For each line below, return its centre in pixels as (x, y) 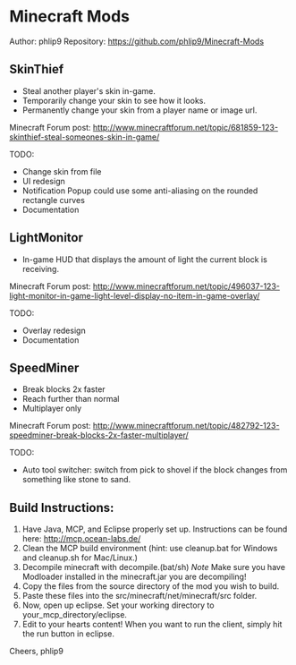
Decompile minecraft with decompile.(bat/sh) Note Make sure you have (154, 567)
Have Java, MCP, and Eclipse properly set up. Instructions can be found (155, 529)
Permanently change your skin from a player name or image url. (140, 110)
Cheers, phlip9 (37, 652)
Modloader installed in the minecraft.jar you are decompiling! (134, 577)
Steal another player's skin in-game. (89, 90)
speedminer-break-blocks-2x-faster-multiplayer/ (99, 435)
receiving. (41, 269)
